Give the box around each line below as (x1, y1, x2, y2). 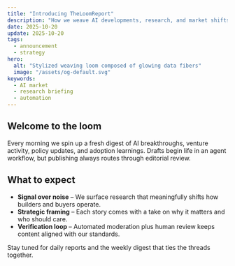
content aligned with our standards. (17, 230, 120, 238)
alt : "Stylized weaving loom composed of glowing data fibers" (13, 62, 201, 69)
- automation (13, 95, 52, 102)
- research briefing (13, 88, 73, 95)
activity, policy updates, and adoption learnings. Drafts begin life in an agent (7, 146, 227, 154)
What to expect (7, 174, 76, 186)
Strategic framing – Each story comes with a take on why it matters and (17, 207, 225, 216)
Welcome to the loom (7, 120, 102, 133)
